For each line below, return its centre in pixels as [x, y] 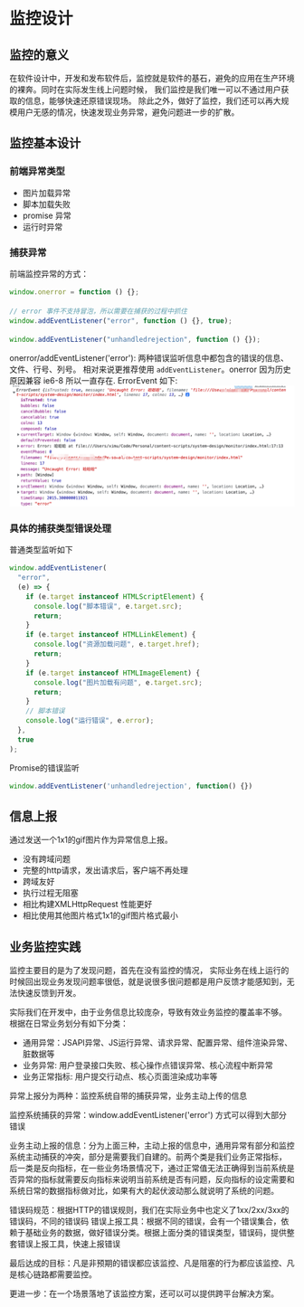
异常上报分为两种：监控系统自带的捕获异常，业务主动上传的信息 [128, 1096]
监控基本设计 [45, 143]
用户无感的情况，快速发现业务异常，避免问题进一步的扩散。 [128, 112]
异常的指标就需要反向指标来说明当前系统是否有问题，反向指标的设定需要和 [156, 1179]
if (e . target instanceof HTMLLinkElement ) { [111, 635]
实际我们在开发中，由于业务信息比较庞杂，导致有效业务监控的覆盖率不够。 [148, 1012]
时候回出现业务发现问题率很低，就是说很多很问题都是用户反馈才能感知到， [148, 981]
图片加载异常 [46, 193]
